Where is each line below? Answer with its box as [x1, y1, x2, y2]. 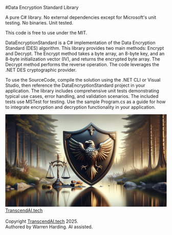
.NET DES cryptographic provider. [5, 67, 77, 73]
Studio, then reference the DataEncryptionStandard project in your [5, 82, 145, 88]
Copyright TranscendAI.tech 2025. [5, 218, 78, 224]
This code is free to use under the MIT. [5, 30, 88, 35]
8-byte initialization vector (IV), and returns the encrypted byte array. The [5, 56, 160, 62]
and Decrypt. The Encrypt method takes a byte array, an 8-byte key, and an [5, 51, 165, 56]
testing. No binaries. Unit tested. [5, 20, 73, 26]
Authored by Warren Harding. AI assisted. [5, 223, 93, 230]
